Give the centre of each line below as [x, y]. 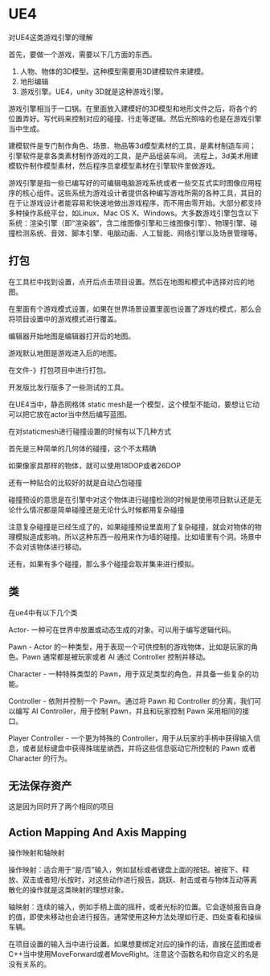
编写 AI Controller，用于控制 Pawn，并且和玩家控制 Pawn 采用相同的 [129, 711]
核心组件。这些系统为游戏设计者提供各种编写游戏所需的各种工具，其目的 [142, 193]
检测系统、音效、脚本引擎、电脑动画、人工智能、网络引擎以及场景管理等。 [138, 233]
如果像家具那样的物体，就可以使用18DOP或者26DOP [95, 465]
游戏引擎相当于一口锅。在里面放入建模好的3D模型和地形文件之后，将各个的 [133, 108]
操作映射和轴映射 [37, 853]
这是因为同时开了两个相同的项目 [61, 807]
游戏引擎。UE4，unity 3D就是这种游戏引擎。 [94, 91]
